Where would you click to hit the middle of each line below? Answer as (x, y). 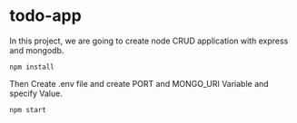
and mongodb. (37, 50)
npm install (32, 67)
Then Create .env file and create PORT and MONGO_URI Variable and (139, 83)
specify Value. (36, 93)
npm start (28, 109)
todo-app (45, 16)
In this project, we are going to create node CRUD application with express (149, 41)
